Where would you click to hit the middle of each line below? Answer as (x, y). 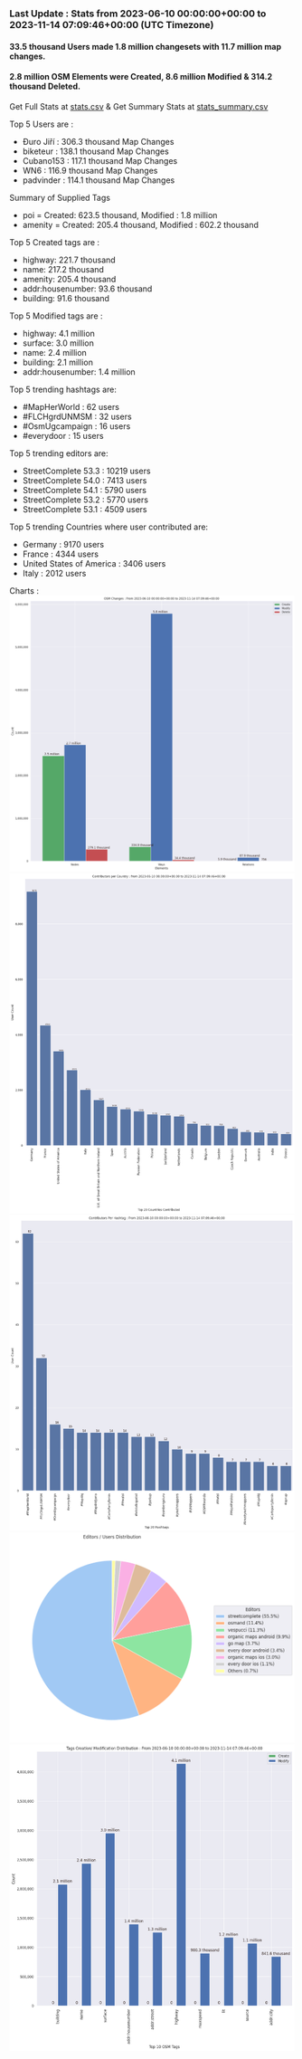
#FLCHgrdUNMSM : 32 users (77, 416)
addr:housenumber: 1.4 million (79, 372)
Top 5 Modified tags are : (56, 316)
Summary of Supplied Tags (60, 197)
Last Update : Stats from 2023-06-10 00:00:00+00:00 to (138, 14)
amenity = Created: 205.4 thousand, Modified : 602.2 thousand (141, 224)
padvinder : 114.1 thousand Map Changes (99, 180)
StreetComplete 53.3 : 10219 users (86, 471)
